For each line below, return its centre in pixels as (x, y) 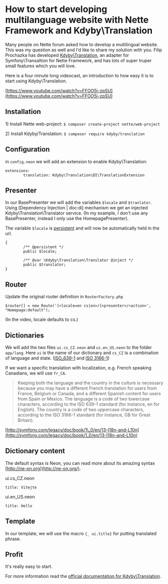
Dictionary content (35, 451)
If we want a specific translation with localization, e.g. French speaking (78, 368)
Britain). (26, 420)
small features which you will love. (41, 66)
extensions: (18, 171)
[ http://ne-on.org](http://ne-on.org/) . (43, 469)
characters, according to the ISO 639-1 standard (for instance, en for (88, 404)
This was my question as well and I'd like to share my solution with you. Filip (84, 50)
